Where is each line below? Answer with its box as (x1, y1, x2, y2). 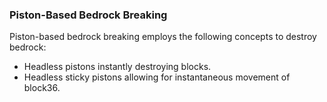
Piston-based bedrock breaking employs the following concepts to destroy (9, 31, 317, 43)
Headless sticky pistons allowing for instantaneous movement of (23, 71, 291, 83)
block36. (23, 82, 61, 94)
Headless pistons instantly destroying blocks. (23, 61, 212, 73)
